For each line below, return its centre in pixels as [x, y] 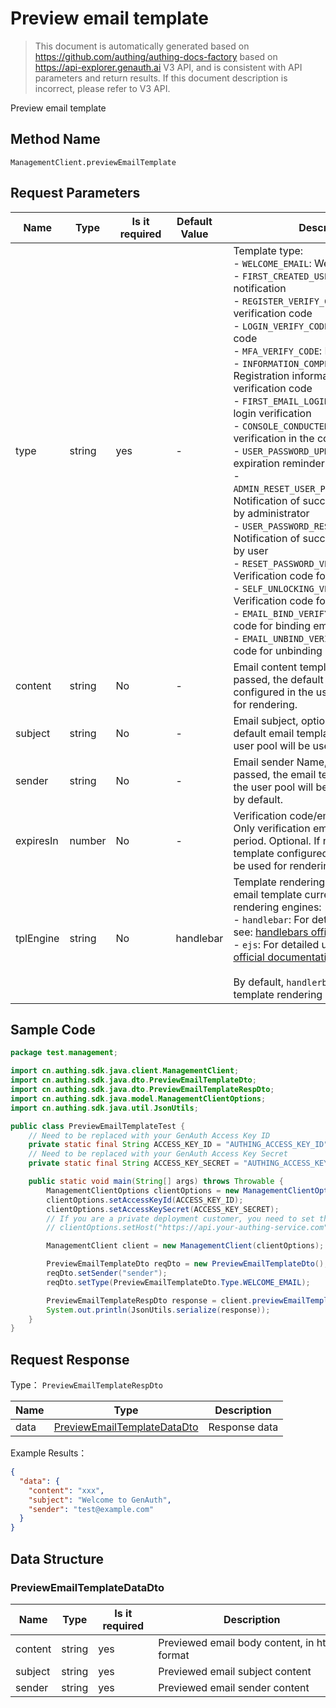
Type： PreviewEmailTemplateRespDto [86, 1385]
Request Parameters [75, 193]
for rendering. [265, 704]
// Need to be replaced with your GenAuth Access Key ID [149, 1135]
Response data [243, 1427]
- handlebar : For [271, 919]
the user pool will [273, 787]
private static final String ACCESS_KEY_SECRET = [134, 1163]
